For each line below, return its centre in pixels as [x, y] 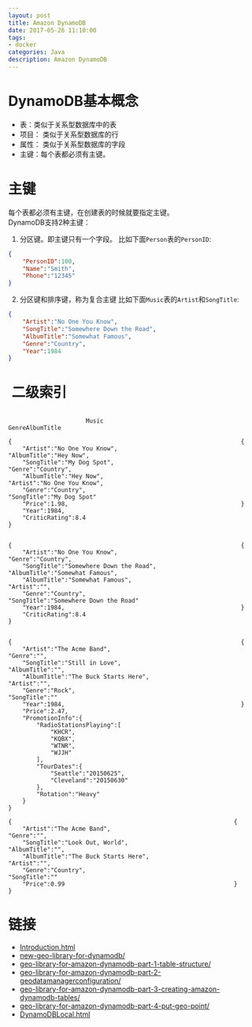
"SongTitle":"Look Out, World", [75, 843]
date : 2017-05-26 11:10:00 [52, 30]
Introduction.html [47, 947]
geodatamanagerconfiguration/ [70, 981]
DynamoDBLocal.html [55, 1014]
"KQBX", [63, 739]
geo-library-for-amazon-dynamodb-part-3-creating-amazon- [120, 989]
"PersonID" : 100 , [49, 261]
